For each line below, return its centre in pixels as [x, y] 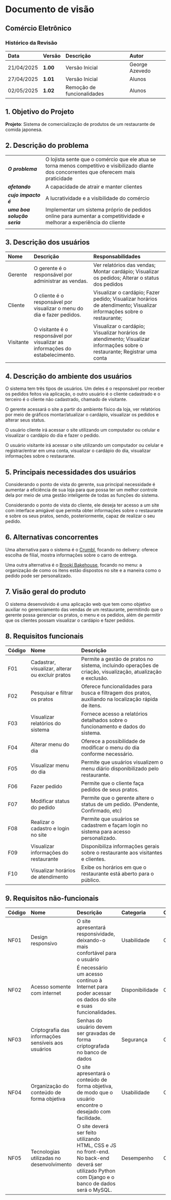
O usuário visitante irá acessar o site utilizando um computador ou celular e [84, 445]
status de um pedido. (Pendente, [120, 805]
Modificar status [50, 801]
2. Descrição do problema [47, 145]
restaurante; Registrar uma [125, 352]
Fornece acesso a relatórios [115, 714]
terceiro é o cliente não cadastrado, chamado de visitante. [66, 399]
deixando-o [91, 940]
